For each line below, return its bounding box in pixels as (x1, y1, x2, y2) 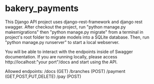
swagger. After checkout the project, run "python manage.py (5, 24, 126, 29)
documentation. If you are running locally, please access (5, 54, 117, 59)
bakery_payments (5, 3, 79, 14)
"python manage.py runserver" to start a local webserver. (5, 39, 120, 45)
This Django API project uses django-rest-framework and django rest (5, 19, 142, 25)
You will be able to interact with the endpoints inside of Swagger (5, 49, 133, 55)
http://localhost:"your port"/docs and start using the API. (5, 59, 118, 65)
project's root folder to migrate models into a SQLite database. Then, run (5, 34, 150, 40)
